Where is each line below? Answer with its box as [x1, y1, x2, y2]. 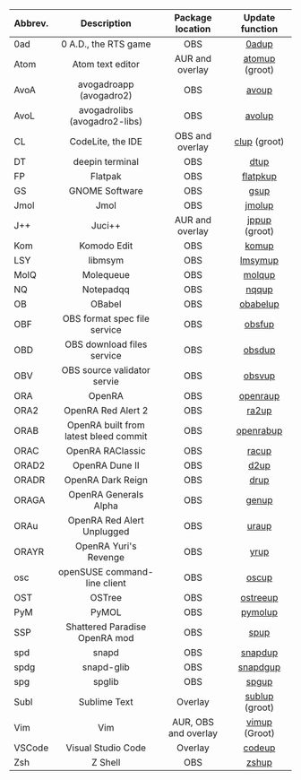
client [102, 577, 127, 589]
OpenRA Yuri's [74, 540, 137, 552]
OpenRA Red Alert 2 [64, 404, 149, 416]
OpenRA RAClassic [65, 445, 146, 456]
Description [80, 17, 132, 30]
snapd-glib [82, 661, 130, 673]
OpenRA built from [66, 419, 145, 431]
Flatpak [90, 170, 123, 182]
